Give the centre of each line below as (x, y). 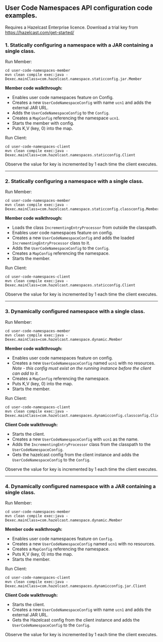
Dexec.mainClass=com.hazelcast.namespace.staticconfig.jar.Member (73, 79)
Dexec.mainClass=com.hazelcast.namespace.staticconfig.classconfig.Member (82, 209)
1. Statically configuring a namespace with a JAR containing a (79, 45)
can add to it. (25, 373)
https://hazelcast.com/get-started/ (40, 32)
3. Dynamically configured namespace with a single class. (75, 312)
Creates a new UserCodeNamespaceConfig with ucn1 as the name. (75, 439)
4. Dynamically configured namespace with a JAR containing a (81, 486)
